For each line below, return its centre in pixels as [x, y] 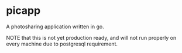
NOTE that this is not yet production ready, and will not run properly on [91, 37]
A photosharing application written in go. [55, 26]
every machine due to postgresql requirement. [62, 44]
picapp [23, 11]
